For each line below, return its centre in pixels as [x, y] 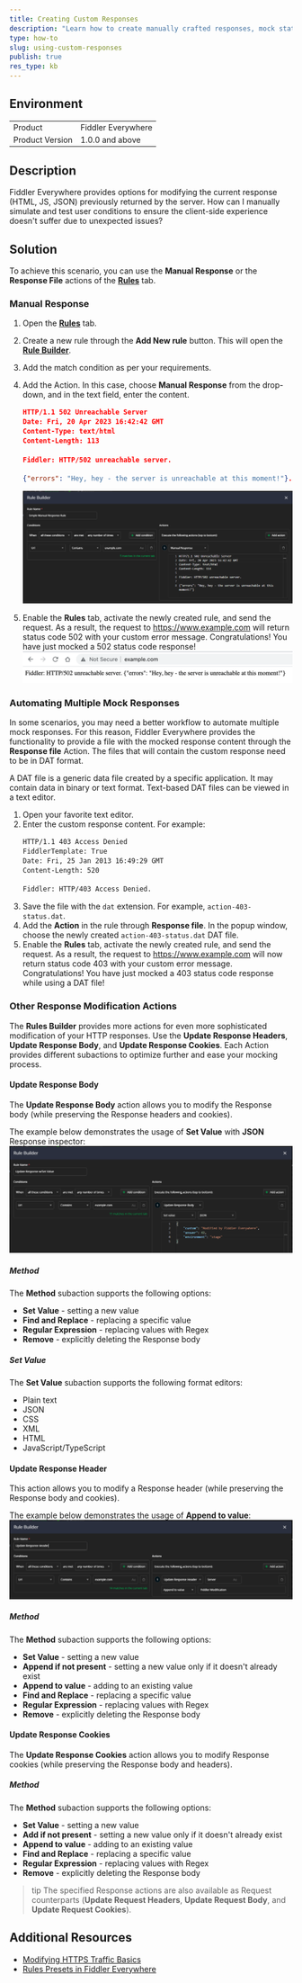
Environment [46, 104]
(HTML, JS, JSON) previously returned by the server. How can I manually [145, 202]
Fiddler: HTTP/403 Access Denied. [87, 889]
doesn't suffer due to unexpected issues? [86, 221]
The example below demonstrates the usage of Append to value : [130, 1515]
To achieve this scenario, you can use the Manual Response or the [133, 271]
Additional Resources [71, 1938]
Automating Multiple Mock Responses [94, 703]
